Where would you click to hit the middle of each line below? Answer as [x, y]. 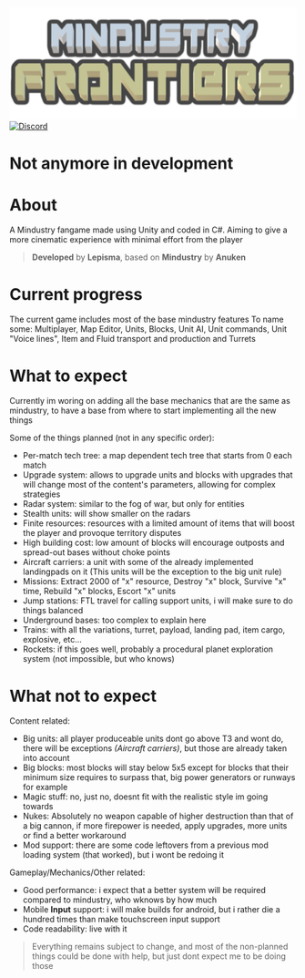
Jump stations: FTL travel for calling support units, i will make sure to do [158, 601]
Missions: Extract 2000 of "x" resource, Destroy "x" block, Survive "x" [154, 582]
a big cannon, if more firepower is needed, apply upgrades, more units [155, 826]
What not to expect [83, 696]
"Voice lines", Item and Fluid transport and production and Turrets [133, 339]
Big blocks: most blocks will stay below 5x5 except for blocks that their [156, 767]
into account [46, 758]
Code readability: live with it [75, 929]
